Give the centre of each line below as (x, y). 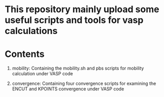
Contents (25, 54)
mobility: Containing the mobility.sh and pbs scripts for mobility (78, 68)
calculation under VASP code (43, 74)
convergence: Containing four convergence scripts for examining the (84, 84)
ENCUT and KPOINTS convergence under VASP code (68, 89)
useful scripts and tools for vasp (74, 20)
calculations (31, 31)
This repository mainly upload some (82, 9)
